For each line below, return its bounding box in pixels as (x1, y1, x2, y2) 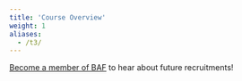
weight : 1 (9, 21, 47, 30)
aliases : (9, 29, 42, 38)
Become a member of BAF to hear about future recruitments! (9, 62, 234, 73)
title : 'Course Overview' (9, 12, 106, 22)
